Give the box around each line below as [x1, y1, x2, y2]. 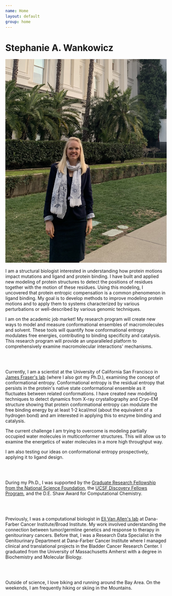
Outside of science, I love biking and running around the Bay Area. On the [5, 579, 161, 585]
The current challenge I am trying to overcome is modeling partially [5, 427, 147, 434]
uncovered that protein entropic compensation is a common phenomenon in [5, 289, 166, 295]
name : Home [5, 8, 29, 13]
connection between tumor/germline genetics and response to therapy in [5, 527, 160, 533]
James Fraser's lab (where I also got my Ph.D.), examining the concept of [5, 374, 160, 380]
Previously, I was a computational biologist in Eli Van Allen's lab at [5, 515, 144, 521]
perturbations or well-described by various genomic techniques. [5, 306, 142, 312]
